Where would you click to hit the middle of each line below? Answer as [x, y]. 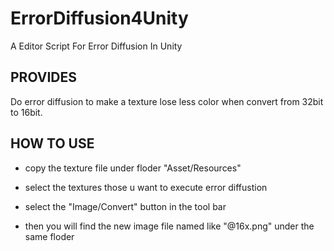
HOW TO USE [52, 143]
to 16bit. [26, 112]
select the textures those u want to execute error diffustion [146, 187]
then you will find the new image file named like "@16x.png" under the [169, 226]
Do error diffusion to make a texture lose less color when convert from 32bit [167, 101]
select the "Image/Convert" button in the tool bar [125, 206]
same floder [49, 236]
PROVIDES [43, 77]
